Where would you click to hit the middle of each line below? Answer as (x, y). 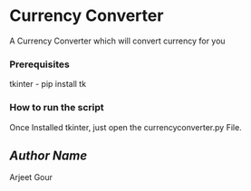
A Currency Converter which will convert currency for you (117, 41)
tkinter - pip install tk (48, 84)
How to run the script (57, 108)
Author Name (48, 155)
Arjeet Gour (31, 177)
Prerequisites (39, 64)
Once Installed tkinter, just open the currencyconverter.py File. (125, 127)
